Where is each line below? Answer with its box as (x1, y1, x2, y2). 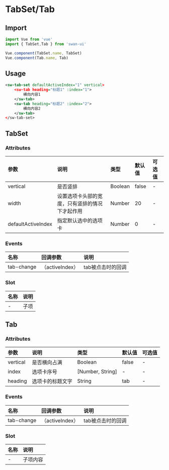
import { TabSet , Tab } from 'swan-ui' (5, 41, 87, 46)
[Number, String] (77, 368, 117, 375)
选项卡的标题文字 (32, 378, 72, 385)
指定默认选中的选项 (57, 217, 103, 224)
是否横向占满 (32, 359, 62, 366)
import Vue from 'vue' (5, 37, 53, 42)
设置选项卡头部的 (57, 193, 98, 199)
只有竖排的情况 (67, 200, 103, 207)
